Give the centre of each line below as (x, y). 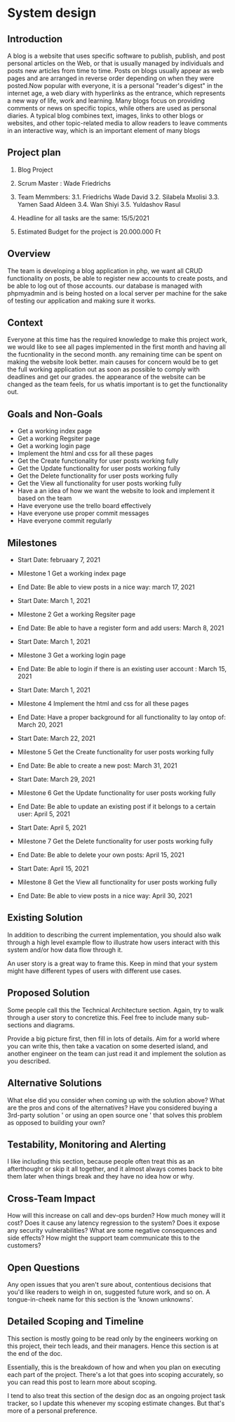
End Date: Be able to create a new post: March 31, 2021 (97, 766)
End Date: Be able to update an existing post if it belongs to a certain (116, 806)
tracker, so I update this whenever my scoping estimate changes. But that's (116, 1403)
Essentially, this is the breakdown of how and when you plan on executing (114, 1367)
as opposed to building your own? (56, 1122)
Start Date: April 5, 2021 (52, 827)
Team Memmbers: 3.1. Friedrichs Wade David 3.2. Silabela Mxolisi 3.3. (118, 197)
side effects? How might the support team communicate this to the (103, 1238)
